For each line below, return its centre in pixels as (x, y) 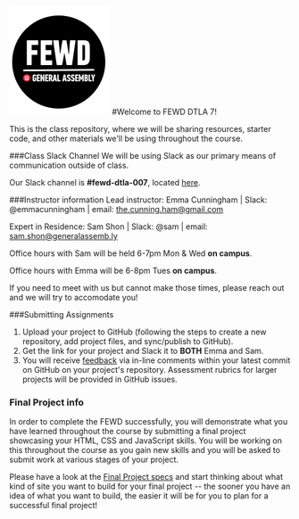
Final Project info (47, 402)
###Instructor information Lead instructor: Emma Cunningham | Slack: (138, 200)
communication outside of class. (69, 165)
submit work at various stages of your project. (94, 460)
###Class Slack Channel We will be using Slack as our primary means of (143, 156)
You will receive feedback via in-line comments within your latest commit (156, 360)
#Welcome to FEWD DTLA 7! (164, 111)
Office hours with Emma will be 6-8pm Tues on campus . (113, 271)
